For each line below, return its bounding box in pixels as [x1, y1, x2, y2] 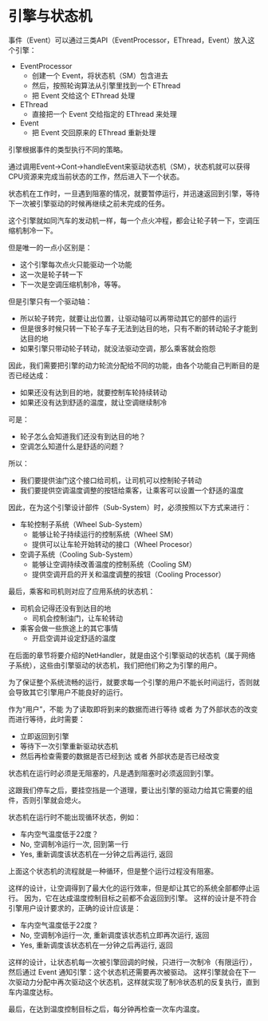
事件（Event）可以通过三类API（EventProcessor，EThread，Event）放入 [8, 35, 248, 45]
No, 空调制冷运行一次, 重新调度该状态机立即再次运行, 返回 [19, 930, 210, 939]
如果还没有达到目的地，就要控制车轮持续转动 [19, 387, 167, 397]
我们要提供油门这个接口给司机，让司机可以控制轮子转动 [19, 475, 202, 485]
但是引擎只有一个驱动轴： [8, 297, 93, 306]
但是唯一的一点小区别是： [8, 242, 93, 252]
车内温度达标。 [8, 987, 57, 996]
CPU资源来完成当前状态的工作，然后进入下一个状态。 [8, 171, 184, 181]
